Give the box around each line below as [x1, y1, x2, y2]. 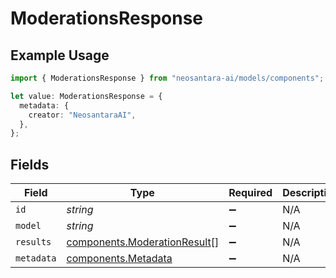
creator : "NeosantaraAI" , [28, 110, 137, 120]
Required [228, 186, 273, 200]
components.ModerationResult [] [66, 235, 220, 249]
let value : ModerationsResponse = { [10, 91, 163, 101]
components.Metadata [66, 252, 173, 266]
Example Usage [10, 47, 110, 64]
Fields [10, 156, 50, 173]
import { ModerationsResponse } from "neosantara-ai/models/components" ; [10, 73, 325, 83]
